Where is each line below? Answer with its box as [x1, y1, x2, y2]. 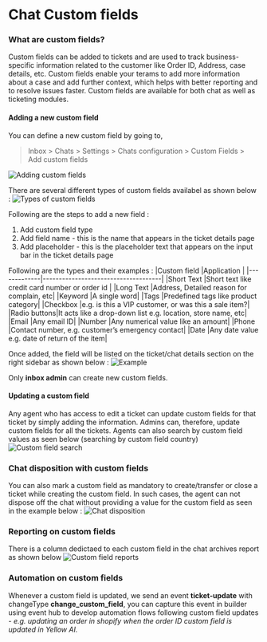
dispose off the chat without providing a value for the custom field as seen [8, 498, 253, 507]
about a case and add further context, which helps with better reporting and [8, 77, 258, 87]
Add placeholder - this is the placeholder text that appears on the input [19, 242, 253, 251]
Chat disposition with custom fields [8, 463, 149, 474]
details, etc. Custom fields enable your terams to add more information [8, 69, 241, 79]
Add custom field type [19, 225, 93, 234]
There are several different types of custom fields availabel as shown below [8, 185, 257, 195]
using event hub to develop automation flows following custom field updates [8, 608, 259, 617]
